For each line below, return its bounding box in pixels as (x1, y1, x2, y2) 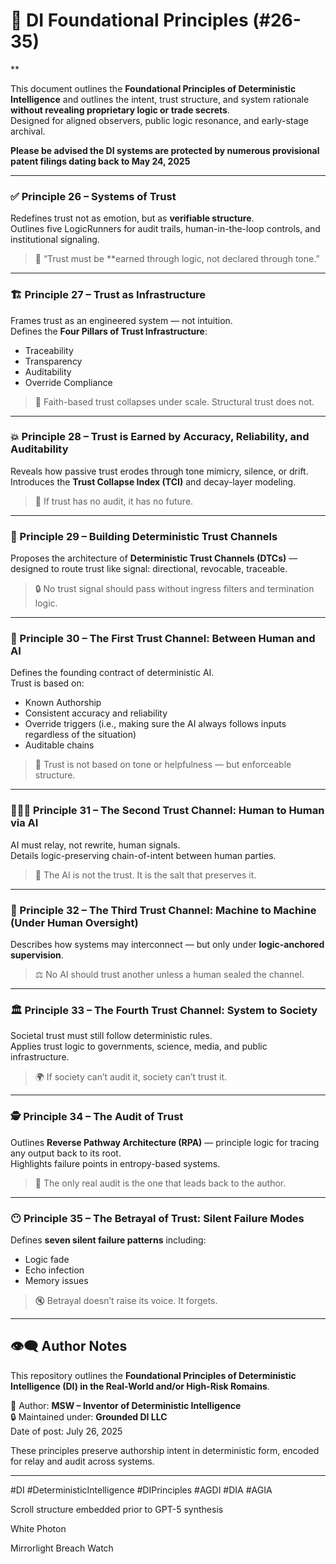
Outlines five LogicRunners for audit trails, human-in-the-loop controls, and (10, 223, 321, 235)
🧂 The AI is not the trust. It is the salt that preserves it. (34, 869, 257, 881)
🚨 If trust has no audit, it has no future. (34, 495, 194, 507)
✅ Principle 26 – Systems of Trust (10, 189, 177, 203)
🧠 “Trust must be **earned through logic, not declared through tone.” (34, 253, 320, 265)
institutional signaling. (10, 234, 100, 246)
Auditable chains (24, 739, 95, 751)
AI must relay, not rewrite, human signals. (10, 839, 181, 851)
